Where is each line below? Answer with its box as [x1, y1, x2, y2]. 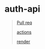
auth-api [4, 3, 41, 15]
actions [16, 29, 32, 35]
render [16, 38, 30, 45]
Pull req [16, 20, 32, 25]
